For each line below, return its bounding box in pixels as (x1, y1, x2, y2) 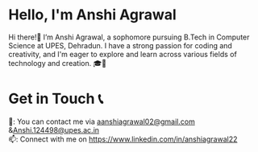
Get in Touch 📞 (8, 90, 103, 108)
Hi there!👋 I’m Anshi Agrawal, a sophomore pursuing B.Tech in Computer (8, 32, 250, 42)
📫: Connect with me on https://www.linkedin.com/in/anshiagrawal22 (8, 134, 238, 144)
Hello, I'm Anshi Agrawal (8, 6, 177, 24)
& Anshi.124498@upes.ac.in (8, 125, 99, 134)
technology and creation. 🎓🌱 (8, 58, 107, 68)
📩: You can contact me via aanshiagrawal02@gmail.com (8, 117, 195, 126)
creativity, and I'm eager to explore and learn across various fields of (8, 49, 238, 59)
